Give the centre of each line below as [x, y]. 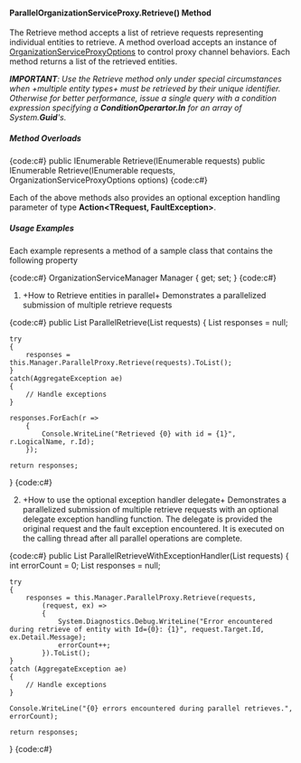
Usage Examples [42, 228]
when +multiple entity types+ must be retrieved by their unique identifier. [145, 89]
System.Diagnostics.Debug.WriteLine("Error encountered [165, 622]
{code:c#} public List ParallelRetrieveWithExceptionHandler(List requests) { [149, 556]
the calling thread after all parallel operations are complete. [132, 539]
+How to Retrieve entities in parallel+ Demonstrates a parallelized [144, 296]
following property [44, 260]
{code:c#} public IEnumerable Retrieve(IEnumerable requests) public [137, 161]
